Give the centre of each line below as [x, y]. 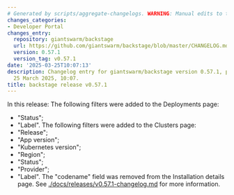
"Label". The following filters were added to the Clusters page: [107, 125]
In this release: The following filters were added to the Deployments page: [113, 104]
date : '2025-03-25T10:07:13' [49, 65]
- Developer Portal [36, 26]
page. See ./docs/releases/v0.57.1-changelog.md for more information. [119, 184]
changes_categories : [37, 20]
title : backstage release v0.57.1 [57, 85]
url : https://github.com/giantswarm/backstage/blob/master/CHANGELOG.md [121, 46]
